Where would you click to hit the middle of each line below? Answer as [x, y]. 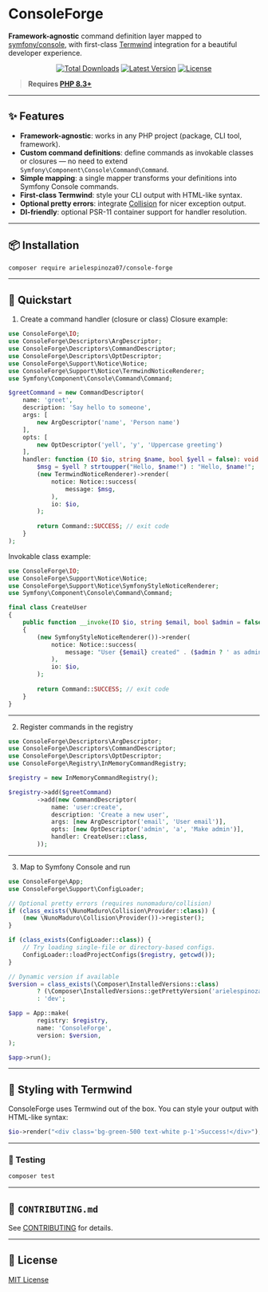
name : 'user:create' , [87, 807]
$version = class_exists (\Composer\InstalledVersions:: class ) [114, 984]
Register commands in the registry [76, 727]
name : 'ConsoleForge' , [75, 1028]
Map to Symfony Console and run [75, 867]
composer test [32, 1176]
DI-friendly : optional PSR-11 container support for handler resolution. [133, 211]
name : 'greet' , [48, 400]
